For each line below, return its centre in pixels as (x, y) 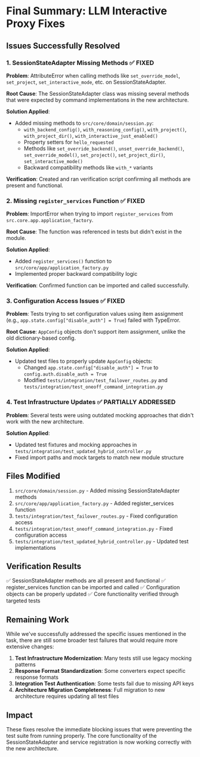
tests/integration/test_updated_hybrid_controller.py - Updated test (102, 541)
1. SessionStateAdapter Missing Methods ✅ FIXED (80, 63)
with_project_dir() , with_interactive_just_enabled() (91, 136)
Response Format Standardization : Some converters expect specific (100, 671)
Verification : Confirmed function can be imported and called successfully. (98, 285)
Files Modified (33, 476)
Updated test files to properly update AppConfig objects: (84, 361)
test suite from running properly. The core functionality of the (81, 736)
